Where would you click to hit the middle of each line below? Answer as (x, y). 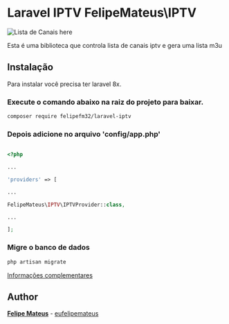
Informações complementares (50, 275)
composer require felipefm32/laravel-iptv (69, 117)
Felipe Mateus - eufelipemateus (53, 314)
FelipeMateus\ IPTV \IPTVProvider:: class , (66, 205)
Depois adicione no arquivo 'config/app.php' (84, 134)
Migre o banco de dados (48, 248)
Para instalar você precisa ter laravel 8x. (64, 84)
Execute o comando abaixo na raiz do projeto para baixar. (106, 102)
